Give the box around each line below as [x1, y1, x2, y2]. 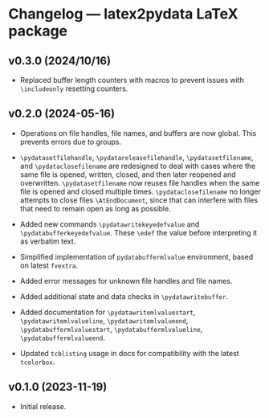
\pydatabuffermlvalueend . [19, 333, 106, 342]
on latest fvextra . [19, 260, 79, 270]
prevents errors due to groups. [19, 137, 122, 146]
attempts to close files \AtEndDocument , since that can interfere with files [19, 195, 259, 205]
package [8, 22, 68, 40]
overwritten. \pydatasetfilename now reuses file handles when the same [19, 178, 260, 187]
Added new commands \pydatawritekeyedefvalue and [19, 219, 200, 229]
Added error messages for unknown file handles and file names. [19, 276, 233, 285]
